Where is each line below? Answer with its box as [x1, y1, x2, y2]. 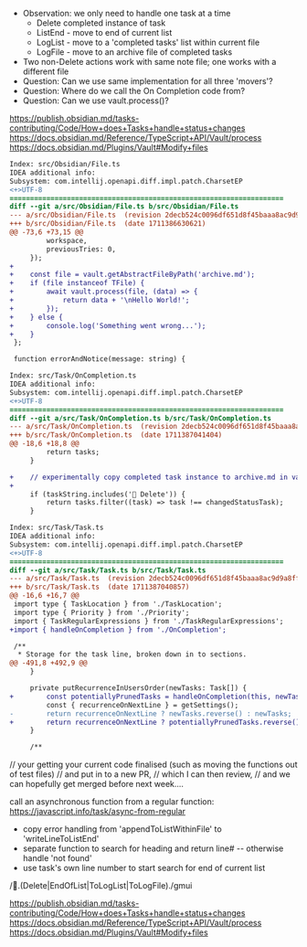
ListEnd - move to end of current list [36, 27, 173, 37]
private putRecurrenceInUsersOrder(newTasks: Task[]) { [29, 684, 248, 693]
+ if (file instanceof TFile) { [9, 279, 145, 288]
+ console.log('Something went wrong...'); [9, 321, 206, 330]
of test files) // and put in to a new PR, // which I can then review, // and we [9, 769, 291, 780]
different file [22, 66, 69, 77]
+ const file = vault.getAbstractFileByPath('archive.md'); [9, 270, 256, 280]
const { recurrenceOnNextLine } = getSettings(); [46, 700, 239, 709]
